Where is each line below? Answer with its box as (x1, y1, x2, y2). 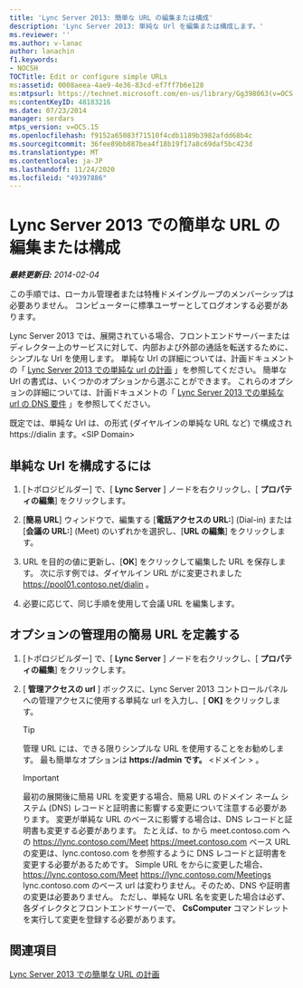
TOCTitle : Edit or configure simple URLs (9, 72, 168, 82)
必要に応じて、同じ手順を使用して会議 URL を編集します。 (22, 599, 240, 609)
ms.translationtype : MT (9, 148, 99, 157)
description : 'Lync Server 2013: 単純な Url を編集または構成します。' (9, 22, 264, 31)
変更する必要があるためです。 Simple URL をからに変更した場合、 (22, 859, 269, 869)
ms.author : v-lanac (9, 38, 83, 48)
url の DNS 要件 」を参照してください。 (9, 398, 156, 409)
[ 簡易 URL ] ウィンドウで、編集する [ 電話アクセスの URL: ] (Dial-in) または (22, 514, 292, 525)
